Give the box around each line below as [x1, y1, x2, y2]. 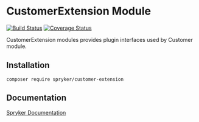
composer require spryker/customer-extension [6, 76, 124, 83]
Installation [6, 60, 50, 70]
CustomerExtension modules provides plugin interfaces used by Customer [6, 36, 194, 43]
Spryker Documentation [6, 109, 66, 116]
